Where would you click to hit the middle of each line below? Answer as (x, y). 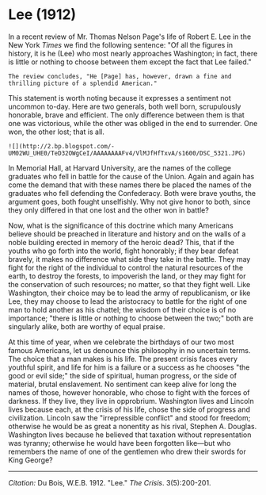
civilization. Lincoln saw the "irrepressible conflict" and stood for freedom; (129, 417)
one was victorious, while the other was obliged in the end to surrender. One (133, 123)
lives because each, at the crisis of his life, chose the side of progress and (129, 409)
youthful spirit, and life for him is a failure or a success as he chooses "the (129, 367)
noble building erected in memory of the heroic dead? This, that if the (122, 242)
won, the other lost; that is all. (56, 132)
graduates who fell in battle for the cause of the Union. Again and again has (131, 176)
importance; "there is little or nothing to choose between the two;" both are (131, 318)
